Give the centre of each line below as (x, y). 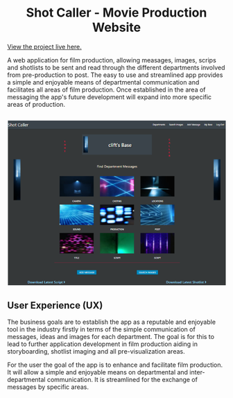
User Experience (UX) (55, 305)
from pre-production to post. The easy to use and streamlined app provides (115, 75)
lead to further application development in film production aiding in (103, 344)
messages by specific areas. (48, 387)
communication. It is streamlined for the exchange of (122, 380)
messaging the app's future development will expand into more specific (110, 97)
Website (116, 27)
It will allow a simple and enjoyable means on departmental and (98, 372)
